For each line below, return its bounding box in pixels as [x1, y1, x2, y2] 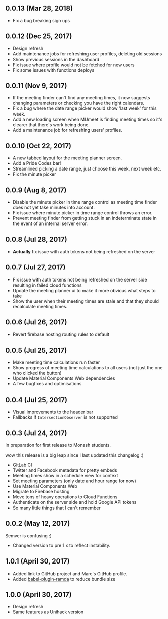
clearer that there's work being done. [12, 122, 90, 128]
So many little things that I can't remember [12, 504, 101, 511]
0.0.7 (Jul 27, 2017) [5, 263, 66, 272]
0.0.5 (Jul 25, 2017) [5, 346, 67, 355]
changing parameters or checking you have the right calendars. [12, 100, 145, 106]
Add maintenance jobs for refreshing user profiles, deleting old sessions [12, 50, 162, 57]
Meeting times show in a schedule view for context [12, 472, 118, 478]
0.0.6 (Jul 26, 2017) [5, 318, 67, 327]
